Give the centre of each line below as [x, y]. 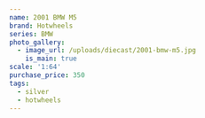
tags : [19, 83]
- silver [33, 91]
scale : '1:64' [35, 67]
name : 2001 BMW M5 [43, 17]
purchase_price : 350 [47, 75]
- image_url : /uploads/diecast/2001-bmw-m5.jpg [107, 51]
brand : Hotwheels [41, 26]
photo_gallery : [37, 42]
